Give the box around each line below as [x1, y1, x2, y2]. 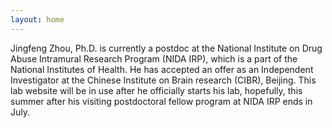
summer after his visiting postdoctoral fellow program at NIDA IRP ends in [10, 95, 313, 107]
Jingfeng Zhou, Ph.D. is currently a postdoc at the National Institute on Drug [10, 42, 323, 54]
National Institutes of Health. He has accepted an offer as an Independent [10, 63, 314, 75]
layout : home [10, 14, 65, 25]
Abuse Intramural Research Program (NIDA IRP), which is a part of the [10, 52, 298, 65]
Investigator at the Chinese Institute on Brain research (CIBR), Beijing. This [10, 74, 317, 86]
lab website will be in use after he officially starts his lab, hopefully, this [10, 84, 303, 96]
